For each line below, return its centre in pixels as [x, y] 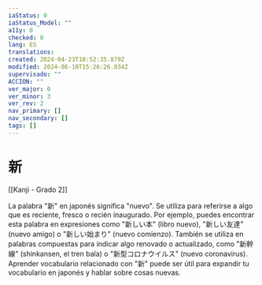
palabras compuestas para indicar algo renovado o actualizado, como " [124, 244]
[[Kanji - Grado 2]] [38, 189]
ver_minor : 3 [30, 96]
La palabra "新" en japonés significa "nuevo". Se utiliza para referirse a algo [131, 205]
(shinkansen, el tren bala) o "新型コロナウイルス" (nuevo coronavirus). [134, 253]
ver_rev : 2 [26, 103]
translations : [31, 52]
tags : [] [22, 126]
